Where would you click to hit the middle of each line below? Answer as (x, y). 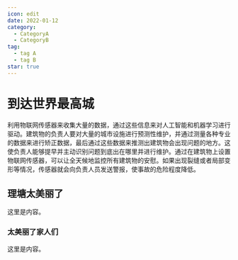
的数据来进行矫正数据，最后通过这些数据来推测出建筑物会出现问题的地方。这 (119, 142)
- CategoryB (32, 40)
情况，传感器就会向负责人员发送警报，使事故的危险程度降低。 (109, 169)
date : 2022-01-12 (33, 21)
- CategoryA (32, 34)
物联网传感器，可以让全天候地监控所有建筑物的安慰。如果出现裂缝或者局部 (116, 160)
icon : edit (23, 14)
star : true (23, 67)
